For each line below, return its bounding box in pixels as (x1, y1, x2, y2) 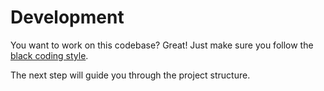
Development (10, 6, 125, 29)
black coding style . (10, 49, 89, 61)
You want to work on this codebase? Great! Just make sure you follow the (10, 39, 314, 51)
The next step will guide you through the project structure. (10, 69, 251, 81)
